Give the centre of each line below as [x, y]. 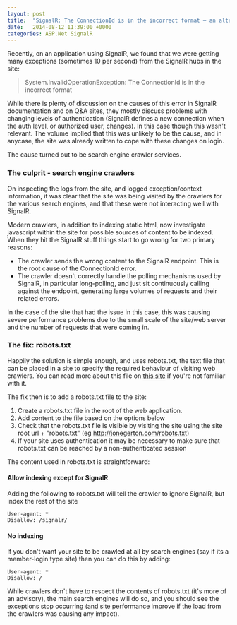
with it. [17, 383]
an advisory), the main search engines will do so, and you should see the [113, 599]
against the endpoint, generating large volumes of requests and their [117, 291]
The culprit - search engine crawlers [71, 173]
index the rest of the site [43, 501]
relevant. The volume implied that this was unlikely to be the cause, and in [115, 133]
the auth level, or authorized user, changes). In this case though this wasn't [116, 126]
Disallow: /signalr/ [38, 520]
